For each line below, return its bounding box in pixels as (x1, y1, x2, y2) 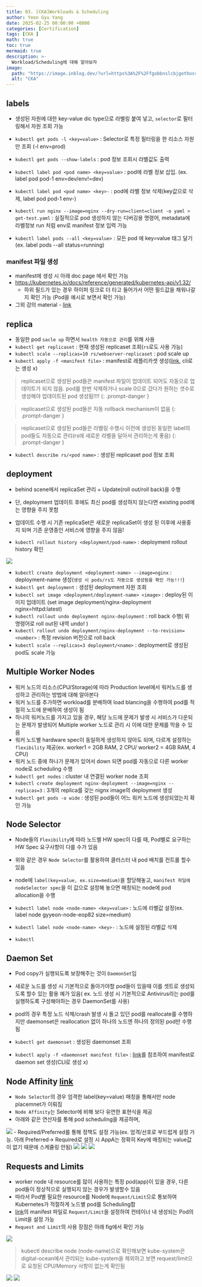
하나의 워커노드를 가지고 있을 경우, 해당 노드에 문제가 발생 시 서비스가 (14, 714, 177, 721)
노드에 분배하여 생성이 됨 (26, 706, 84, 713)
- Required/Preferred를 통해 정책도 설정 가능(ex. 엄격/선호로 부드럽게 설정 (13, 1129, 189, 1136)
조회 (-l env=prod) (21, 143, 66, 150)
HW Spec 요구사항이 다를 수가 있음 (14, 844, 98, 851)
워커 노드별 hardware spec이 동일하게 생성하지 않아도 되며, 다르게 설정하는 (14, 736, 192, 743)
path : (11, 70, 26, 76)
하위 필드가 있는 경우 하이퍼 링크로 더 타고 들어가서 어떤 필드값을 (23, 286, 175, 294)
